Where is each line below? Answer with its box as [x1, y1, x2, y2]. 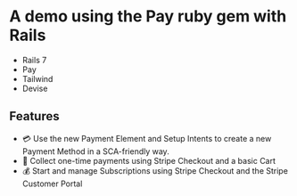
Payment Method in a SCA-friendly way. [21, 145, 169, 157]
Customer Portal [21, 178, 83, 189]
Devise [21, 83, 48, 94]
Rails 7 [21, 54, 47, 65]
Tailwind [21, 73, 54, 84]
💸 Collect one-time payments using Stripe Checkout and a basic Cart [21, 155, 276, 166]
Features [9, 109, 60, 124]
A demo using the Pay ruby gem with [9, 6, 287, 27]
